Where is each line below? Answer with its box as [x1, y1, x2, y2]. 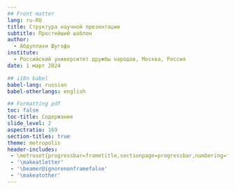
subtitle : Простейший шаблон [7, 29, 92, 37]
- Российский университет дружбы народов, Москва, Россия [13, 56, 187, 63]
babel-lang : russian [7, 81, 68, 88]
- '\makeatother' [10, 172, 61, 179]
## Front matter [7, 10, 55, 17]
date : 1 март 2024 [7, 62, 61, 69]
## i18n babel [7, 75, 49, 82]
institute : [7, 50, 39, 57]
